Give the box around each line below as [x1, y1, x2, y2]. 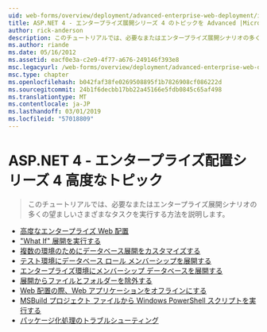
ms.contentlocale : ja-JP [8, 100, 91, 108]
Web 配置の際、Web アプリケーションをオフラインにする [19, 285, 207, 295]
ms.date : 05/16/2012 [8, 48, 77, 56]
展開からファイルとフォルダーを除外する [19, 276, 153, 285]
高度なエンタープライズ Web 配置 [19, 226, 130, 235]
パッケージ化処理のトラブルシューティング [19, 315, 159, 325]
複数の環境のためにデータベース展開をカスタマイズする [19, 245, 201, 255]
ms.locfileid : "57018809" [8, 115, 94, 123]
